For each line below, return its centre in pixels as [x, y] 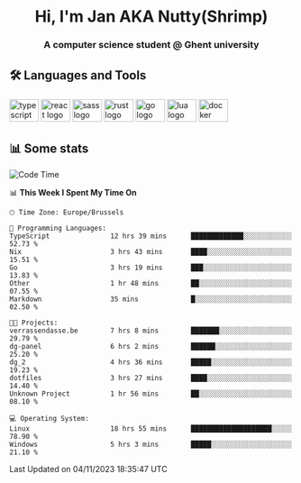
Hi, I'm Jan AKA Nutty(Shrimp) [151, 17]
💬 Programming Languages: [58, 228]
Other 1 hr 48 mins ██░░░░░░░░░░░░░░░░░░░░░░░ [151, 284]
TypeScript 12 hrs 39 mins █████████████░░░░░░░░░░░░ [151, 236]
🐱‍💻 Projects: [34, 323]
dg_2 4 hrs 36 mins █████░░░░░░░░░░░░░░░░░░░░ [151, 362]
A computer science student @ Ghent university [151, 45]
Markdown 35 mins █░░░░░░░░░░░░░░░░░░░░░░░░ [151, 299]
